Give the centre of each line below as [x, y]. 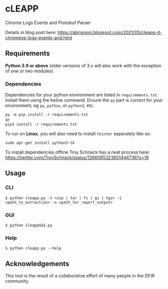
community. [17, 281]
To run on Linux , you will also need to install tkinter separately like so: [78, 134]
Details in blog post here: [31, 32]
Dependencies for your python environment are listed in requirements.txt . [82, 95]
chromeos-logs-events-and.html [39, 38]
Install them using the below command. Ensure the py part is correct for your [84, 100]
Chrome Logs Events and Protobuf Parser [48, 23]
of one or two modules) [29, 71]
